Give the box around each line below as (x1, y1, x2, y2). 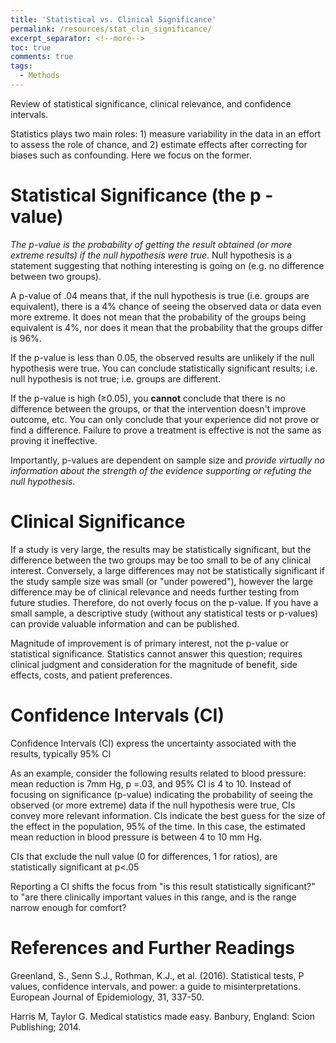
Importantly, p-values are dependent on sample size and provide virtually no (10, 454, 326, 466)
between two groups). (10, 270, 102, 282)
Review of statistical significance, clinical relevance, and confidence (10, 97, 292, 110)
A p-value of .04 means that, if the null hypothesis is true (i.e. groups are (10, 289, 310, 301)
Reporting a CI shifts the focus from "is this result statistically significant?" (10, 880, 316, 892)
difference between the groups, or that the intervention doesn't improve (10, 402, 307, 415)
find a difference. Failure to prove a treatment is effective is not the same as (10, 424, 322, 436)
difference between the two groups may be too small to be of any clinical (10, 554, 312, 566)
